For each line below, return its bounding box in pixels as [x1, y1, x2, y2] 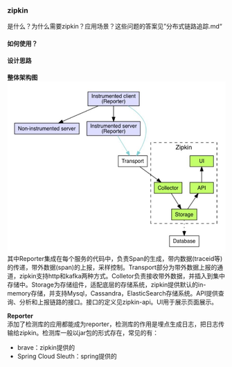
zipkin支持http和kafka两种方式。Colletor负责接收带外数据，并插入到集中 [19, 272, 225, 280]
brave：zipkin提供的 [17, 343, 75, 352]
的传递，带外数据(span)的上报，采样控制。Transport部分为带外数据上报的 [7, 263, 217, 272]
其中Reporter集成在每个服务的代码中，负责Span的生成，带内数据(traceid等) [7, 255, 223, 263]
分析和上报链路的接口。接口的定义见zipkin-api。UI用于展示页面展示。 [19, 298, 218, 307]
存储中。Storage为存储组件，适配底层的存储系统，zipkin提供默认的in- [7, 280, 206, 289]
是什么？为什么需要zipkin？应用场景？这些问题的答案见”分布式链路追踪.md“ [7, 22, 223, 31]
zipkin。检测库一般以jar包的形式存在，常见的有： [19, 329, 159, 337]
